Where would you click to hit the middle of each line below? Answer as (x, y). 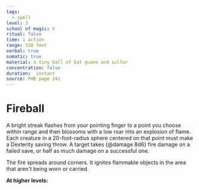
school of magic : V (31, 29)
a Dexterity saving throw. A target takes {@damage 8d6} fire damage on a (98, 144)
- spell (21, 17)
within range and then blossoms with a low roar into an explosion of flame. (99, 132)
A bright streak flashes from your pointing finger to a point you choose (94, 125)
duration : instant (31, 73)
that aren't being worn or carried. (48, 169)
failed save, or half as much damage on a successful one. (78, 151)
